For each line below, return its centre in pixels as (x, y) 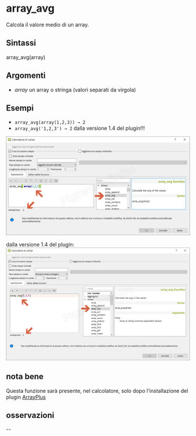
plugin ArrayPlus (26, 397)
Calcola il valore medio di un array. (48, 25)
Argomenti (26, 76)
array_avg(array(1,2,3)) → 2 (50, 123)
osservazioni (30, 415)
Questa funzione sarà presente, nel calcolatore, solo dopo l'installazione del (97, 390)
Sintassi (21, 43)
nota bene (25, 377)
